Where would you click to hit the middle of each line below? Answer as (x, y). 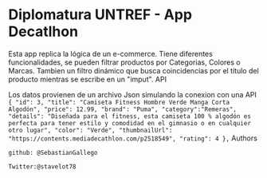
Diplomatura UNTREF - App (100, 15)
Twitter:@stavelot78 (43, 166)
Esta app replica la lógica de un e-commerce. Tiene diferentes (110, 53)
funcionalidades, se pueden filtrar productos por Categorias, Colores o (124, 62)
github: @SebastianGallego (53, 152)
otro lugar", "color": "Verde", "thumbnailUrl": (90, 130)
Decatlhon (43, 32)
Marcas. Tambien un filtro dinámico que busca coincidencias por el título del (133, 70)
